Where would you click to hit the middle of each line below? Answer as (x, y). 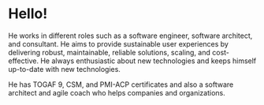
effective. (24, 61)
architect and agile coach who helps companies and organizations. (117, 92)
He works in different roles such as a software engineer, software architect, (130, 36)
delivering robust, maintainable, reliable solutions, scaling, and (110, 52)
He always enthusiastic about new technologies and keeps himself (149, 61)
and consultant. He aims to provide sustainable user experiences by (118, 43)
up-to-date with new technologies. (64, 69)
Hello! (28, 14)
